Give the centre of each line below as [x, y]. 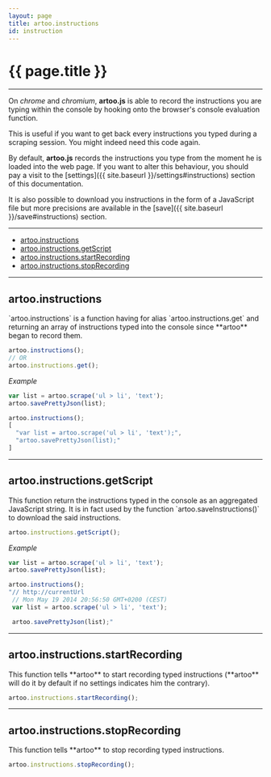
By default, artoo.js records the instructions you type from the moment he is [135, 158]
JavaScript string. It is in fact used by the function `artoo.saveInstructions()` [134, 509]
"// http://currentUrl [46, 592]
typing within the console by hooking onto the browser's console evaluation [134, 109]
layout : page [30, 16]
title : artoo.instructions [54, 23]
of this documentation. [46, 184]
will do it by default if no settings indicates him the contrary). [109, 683]
